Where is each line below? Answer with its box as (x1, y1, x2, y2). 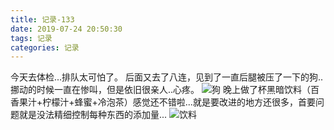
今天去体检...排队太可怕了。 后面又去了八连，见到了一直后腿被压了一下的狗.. (10, 71, 324, 83)
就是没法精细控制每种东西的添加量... (18, 109, 168, 121)
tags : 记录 (10, 33, 53, 43)
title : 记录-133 (10, 14, 75, 25)
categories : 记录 (10, 42, 80, 53)
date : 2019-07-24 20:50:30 (10, 24, 123, 34)
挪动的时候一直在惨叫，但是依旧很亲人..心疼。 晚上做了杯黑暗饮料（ (10, 84, 311, 96)
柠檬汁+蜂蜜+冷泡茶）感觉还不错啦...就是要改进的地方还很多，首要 (42, 96, 316, 108)
